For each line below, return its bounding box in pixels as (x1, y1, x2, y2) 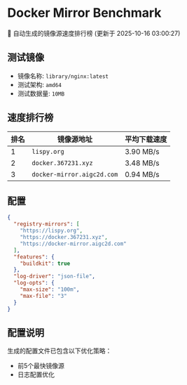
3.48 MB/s (125, 158, 160, 168)
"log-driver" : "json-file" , (13, 273, 96, 280)
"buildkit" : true (20, 260, 71, 267)
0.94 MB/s (125, 169, 160, 179)
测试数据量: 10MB (17, 89, 65, 98)
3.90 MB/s (125, 146, 160, 156)
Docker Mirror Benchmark (7, 5, 162, 21)
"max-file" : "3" (20, 292, 68, 299)
